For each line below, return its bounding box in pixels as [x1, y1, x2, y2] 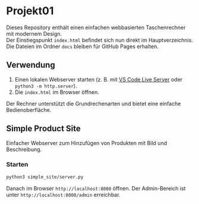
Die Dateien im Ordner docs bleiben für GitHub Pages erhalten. [6, 43, 159, 50]
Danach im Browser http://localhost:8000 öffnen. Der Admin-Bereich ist [6, 184, 186, 192]
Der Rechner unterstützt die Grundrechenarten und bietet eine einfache [6, 100, 181, 107]
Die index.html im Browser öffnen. [14, 88, 100, 96]
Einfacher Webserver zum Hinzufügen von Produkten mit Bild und [6, 139, 168, 146]
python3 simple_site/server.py [6, 174, 84, 180]
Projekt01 [6, 4, 54, 18]
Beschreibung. [6, 146, 42, 153]
